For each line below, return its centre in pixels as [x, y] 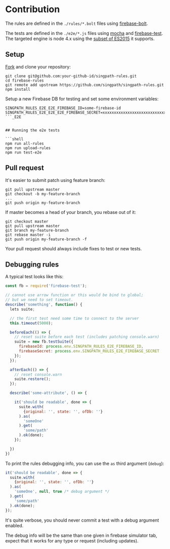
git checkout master [27, 222]
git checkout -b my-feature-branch [43, 194]
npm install [18, 89]
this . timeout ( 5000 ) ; [31, 323]
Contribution [33, 9]
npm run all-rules [25, 143]
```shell [14, 139]
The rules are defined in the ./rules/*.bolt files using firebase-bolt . [77, 23]
